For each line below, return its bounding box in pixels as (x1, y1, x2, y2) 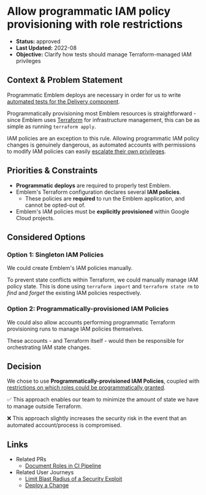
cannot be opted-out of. (25, 201, 86, 209)
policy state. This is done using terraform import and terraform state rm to (7, 283, 199, 290)
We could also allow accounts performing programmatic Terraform (7, 318, 175, 326)
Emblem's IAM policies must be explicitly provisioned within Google (15, 207, 189, 215)
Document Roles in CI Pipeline (25, 462, 102, 470)
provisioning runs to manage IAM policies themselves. (7, 325, 143, 332)
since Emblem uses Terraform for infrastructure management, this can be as (7, 116, 200, 123)
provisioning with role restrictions (7, 17, 183, 31)
